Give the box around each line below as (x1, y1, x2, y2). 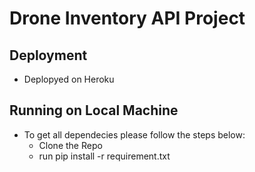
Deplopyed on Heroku (23, 73, 115, 85)
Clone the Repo (38, 139, 103, 151)
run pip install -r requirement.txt (38, 150, 171, 162)
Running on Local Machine (9, 102, 179, 119)
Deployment (9, 47, 88, 64)
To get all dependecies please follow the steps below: (23, 128, 246, 141)
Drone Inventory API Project (9, 7, 246, 30)
